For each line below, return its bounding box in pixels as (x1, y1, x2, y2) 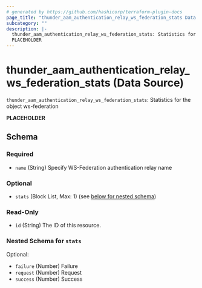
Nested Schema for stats (6, 237, 82, 246)
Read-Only (6, 207, 39, 216)
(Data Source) (112, 76, 184, 90)
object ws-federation (6, 102, 59, 110)
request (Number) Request (15, 269, 82, 276)
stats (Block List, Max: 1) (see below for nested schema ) (15, 192, 157, 200)
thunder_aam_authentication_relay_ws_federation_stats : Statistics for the (6, 96, 191, 103)
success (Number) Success (15, 275, 83, 283)
